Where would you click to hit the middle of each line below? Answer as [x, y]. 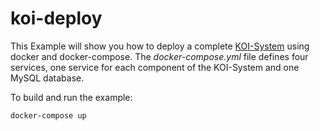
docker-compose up [48, 115]
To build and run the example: [71, 97]
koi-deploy [56, 18]
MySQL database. [47, 78]
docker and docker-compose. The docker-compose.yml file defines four [159, 56]
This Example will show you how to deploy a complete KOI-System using [160, 46]
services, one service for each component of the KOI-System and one [155, 67]
